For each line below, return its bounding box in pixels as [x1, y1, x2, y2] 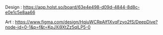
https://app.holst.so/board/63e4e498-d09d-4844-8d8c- [23, 4, 140, 10]
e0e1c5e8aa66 [5, 9, 36, 15]
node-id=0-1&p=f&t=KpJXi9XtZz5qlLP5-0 [5, 24, 91, 30]
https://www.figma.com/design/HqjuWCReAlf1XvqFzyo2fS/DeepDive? [14, 19, 158, 25]
